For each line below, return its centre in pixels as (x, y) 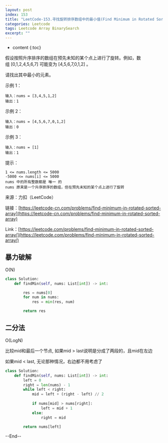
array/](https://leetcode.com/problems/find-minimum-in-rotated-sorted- (80, 235)
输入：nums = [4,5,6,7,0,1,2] (35, 122)
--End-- (13, 436)
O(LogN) (14, 340)
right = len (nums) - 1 (47, 385)
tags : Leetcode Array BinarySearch (42, 29)
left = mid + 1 (56, 408)
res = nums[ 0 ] (38, 293)
